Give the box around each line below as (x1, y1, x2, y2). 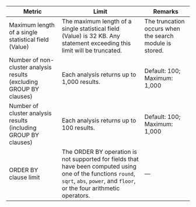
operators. (61, 192, 90, 199)
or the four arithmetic (61, 184, 120, 192)
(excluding (9, 78, 38, 86)
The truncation (144, 17, 185, 25)
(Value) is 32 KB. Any (61, 32, 121, 40)
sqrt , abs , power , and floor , (61, 177, 136, 185)
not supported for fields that (61, 155, 139, 163)
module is (144, 39, 171, 47)
